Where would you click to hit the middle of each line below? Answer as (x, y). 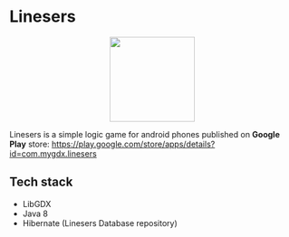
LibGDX (37, 204)
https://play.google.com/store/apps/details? (133, 144)
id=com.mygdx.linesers (53, 153)
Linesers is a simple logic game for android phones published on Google (145, 134)
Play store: (29, 144)
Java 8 (35, 213)
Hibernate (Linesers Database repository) (100, 223)
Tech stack (41, 182)
